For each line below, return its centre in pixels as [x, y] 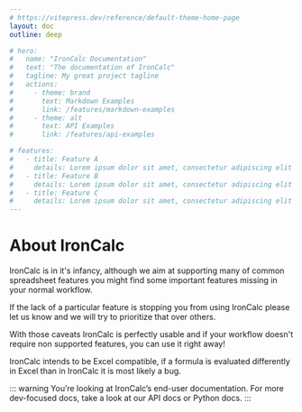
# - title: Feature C [54, 193]
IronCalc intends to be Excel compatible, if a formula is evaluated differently [150, 362]
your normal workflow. [51, 290]
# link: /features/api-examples [82, 135]
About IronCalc [67, 246]
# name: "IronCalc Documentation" [78, 60]
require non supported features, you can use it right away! [117, 344]
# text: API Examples [62, 126]
